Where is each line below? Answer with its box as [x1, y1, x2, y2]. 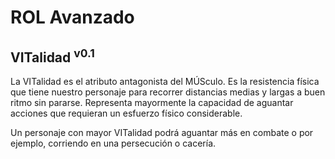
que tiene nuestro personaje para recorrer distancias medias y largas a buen [10, 86, 326, 98]
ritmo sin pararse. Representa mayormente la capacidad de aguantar [10, 97, 294, 108]
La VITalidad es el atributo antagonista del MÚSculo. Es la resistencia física [10, 76, 320, 87]
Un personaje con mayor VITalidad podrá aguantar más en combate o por [10, 127, 314, 138]
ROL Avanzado [10, 6, 135, 29]
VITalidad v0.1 [10, 46, 95, 66]
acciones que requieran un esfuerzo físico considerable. [10, 107, 243, 119]
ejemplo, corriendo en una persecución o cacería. [10, 137, 217, 149]
